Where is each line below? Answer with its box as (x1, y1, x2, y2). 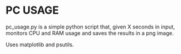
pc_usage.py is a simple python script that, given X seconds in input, (5, 23, 175, 30)
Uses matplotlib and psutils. (5, 41, 74, 48)
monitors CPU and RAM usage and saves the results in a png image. (5, 29, 174, 36)
